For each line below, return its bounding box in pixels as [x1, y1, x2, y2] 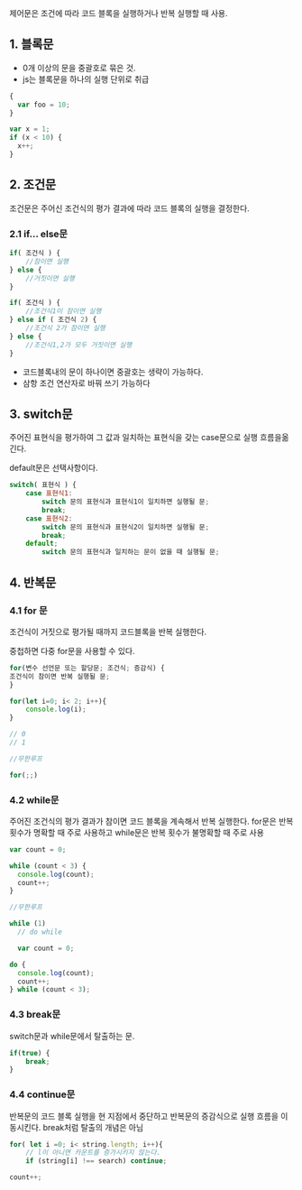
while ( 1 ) [9, 919, 47, 928]
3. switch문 [9, 406, 73, 421]
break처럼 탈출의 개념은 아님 [42, 1121, 144, 1132]
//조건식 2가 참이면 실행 [25, 324, 106, 333]
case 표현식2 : [25, 513, 73, 523]
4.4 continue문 [9, 1088, 76, 1101]
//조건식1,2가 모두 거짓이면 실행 [25, 340, 133, 349]
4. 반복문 [9, 575, 57, 590]
